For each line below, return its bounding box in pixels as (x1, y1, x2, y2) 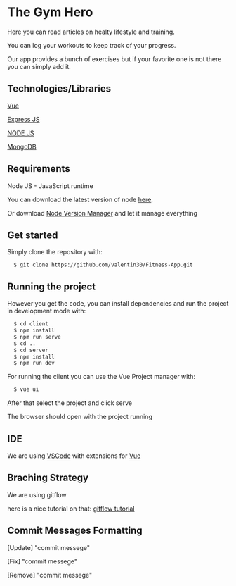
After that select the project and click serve (7, 399, 132, 407)
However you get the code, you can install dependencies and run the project (7, 299, 229, 308)
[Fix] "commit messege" (7, 557, 78, 566)
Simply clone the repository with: (7, 248, 103, 256)
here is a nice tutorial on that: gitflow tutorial (7, 504, 135, 513)
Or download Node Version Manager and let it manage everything (7, 208, 198, 217)
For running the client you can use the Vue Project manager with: (7, 373, 195, 381)
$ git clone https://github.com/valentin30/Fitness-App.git (13, 261, 193, 268)
